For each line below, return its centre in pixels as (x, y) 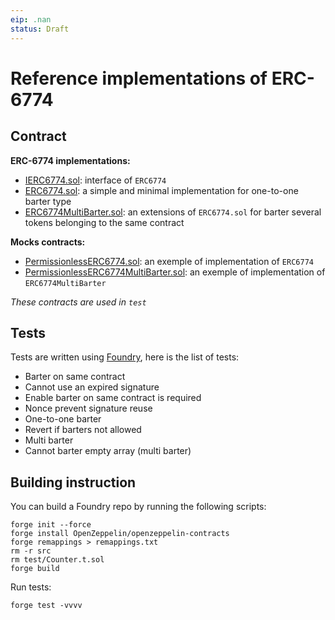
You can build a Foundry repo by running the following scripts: (138, 507)
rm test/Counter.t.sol (57, 560)
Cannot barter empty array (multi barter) (108, 451)
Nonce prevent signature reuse (88, 408)
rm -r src (31, 551)
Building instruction (73, 482)
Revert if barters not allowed (83, 430)
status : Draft (40, 29)
